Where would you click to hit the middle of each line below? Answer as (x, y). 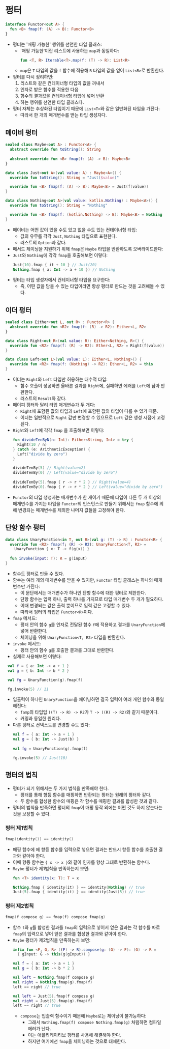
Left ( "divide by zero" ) (42, 454)
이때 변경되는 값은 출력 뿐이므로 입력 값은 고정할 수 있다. (76, 605)
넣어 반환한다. (34, 631)
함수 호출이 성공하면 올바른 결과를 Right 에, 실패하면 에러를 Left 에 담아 (90, 386)
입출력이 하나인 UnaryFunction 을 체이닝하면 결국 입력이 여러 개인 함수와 (83, 699)
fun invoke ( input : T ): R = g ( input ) (48, 559)
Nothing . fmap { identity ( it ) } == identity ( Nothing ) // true (79, 887)
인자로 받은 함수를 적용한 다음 (49, 90)
